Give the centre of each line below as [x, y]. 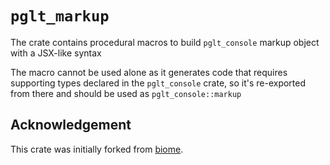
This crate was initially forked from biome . [97, 149]
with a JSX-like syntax [56, 53]
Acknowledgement [71, 125]
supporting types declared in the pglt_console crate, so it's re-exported [158, 83]
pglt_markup [60, 16]
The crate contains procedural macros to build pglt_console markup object [165, 42]
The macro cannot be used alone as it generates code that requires [149, 72]
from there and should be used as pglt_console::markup [126, 93]
